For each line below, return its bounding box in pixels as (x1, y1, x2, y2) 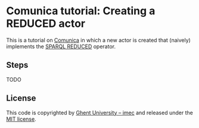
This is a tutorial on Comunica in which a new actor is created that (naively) (6, 36, 191, 43)
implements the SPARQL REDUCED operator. (6, 43, 116, 50)
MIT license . (6, 115, 37, 123)
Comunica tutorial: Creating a (6, 4, 156, 18)
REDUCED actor (6, 17, 85, 30)
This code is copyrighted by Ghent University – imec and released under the (6, 109, 194, 116)
